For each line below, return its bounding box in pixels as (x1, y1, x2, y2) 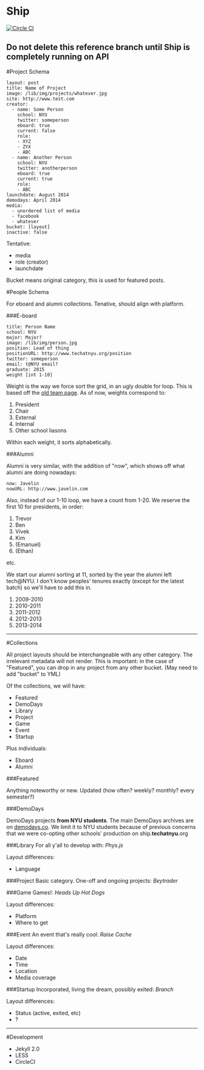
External (15, 414, 36, 421)
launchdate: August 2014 (6, 192, 69, 198)
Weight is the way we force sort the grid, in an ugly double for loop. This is (6, 382, 192, 390)
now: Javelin (6, 480, 39, 486)
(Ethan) (15, 547, 34, 555)
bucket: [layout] (6, 224, 50, 230)
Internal (15, 420, 35, 428)
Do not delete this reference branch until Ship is (6, 42, 190, 52)
